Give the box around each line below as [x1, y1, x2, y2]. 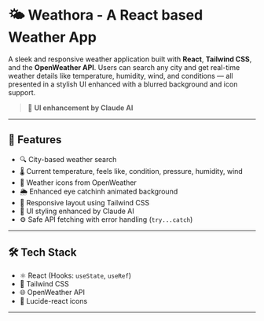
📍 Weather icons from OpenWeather [19, 178, 137, 187]
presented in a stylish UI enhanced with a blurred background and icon [8, 79, 238, 89]
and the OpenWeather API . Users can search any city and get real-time [8, 62, 240, 72]
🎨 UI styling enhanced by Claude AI [19, 206, 135, 216]
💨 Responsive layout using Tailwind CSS [19, 197, 150, 207]
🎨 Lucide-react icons [19, 296, 88, 305]
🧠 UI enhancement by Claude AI [27, 103, 134, 113]
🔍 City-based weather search [19, 154, 117, 164]
